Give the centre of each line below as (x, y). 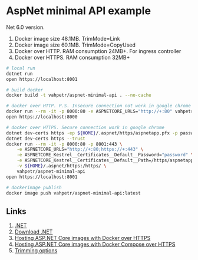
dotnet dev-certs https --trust (46, 139)
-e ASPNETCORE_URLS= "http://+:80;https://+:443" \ (80, 149)
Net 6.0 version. (26, 27)
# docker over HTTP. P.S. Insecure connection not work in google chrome (99, 106)
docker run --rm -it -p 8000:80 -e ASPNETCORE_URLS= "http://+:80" (89, 111)
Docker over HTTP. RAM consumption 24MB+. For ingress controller (98, 51)
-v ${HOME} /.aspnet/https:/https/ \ (62, 166)
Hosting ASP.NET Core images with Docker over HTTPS (82, 238)
